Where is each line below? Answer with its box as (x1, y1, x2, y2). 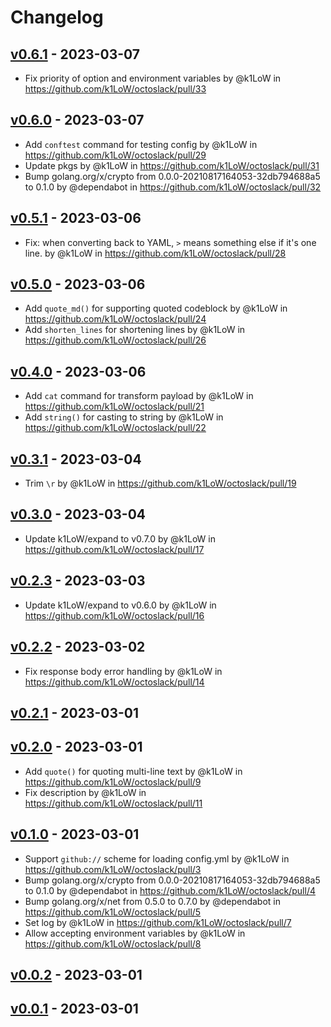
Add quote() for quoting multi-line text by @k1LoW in (24, 765, 243, 777)
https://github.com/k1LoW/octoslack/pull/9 (24, 776, 202, 788)
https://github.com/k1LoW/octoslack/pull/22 (24, 422, 207, 434)
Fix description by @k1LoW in (24, 786, 147, 798)
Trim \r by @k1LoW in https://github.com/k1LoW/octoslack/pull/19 (24, 477, 297, 490)
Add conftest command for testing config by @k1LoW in (24, 138, 258, 150)
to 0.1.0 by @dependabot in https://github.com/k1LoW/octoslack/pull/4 (24, 884, 316, 896)
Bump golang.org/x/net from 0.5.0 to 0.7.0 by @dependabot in (24, 895, 281, 907)
